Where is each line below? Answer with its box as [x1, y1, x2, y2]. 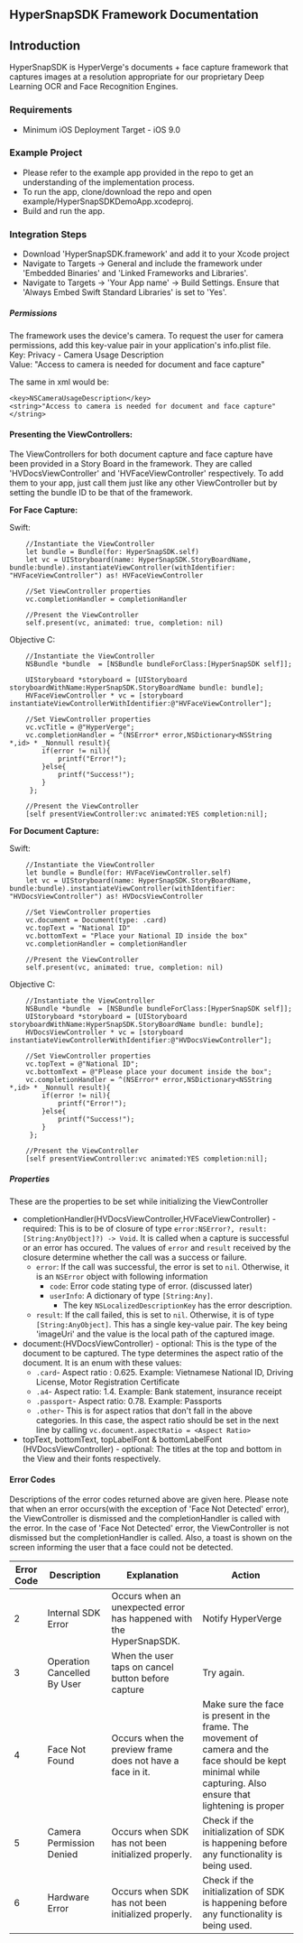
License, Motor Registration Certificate [35, 1376, 180, 1388]
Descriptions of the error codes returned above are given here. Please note [9, 1494, 289, 1505]
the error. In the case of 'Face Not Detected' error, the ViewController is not [9, 1522, 289, 1533]
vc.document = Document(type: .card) [25, 916, 168, 925]
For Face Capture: [9, 504, 78, 515]
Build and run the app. [22, 205, 106, 216]
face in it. [111, 1766, 151, 1779]
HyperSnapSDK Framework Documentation [9, 7, 259, 23]
